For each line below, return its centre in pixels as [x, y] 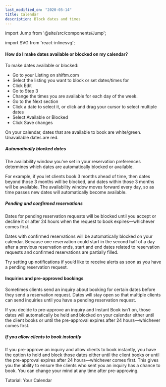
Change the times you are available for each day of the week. [75, 96]
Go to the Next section [35, 101]
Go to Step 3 [25, 91]
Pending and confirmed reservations [44, 203]
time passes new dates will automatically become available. [66, 192]
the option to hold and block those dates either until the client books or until [82, 355]
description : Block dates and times [43, 19]
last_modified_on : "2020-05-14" [38, 10]
